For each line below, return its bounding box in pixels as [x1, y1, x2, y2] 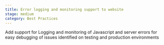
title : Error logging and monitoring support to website [5, 7, 124, 12]
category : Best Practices [5, 16, 58, 21]
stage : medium [5, 12, 34, 16]
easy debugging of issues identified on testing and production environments [5, 34, 159, 40]
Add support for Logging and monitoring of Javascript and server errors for [5, 30, 158, 35]
